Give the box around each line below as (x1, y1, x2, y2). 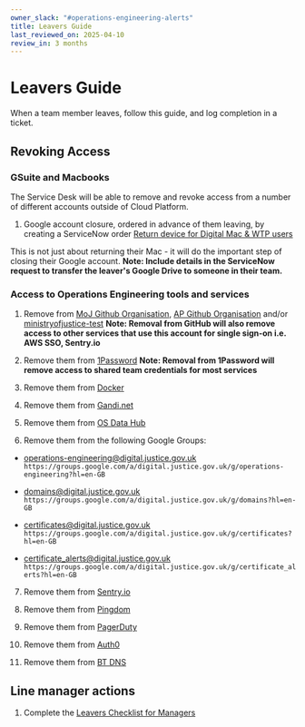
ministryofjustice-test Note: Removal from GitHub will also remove (23, 319, 276, 329)
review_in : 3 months (10, 38, 89, 48)
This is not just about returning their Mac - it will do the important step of (10, 246, 282, 257)
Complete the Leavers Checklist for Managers (23, 707, 196, 718)
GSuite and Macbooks (10, 171, 110, 183)
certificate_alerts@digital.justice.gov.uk (23, 553, 172, 564)
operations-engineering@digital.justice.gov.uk (23, 453, 197, 464)
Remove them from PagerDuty (23, 622, 138, 633)
